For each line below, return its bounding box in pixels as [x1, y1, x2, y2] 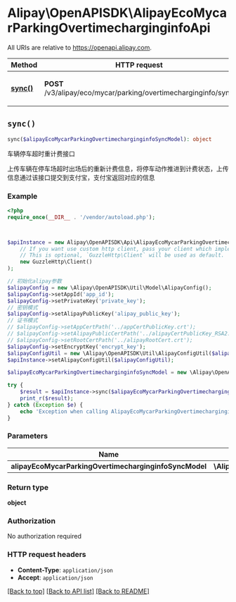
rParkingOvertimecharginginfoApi [7, 20, 211, 36]
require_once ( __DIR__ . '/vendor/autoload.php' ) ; [7, 214, 156, 221]
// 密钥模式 [7, 304, 39, 311]
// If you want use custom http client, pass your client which [20, 245, 212, 252]
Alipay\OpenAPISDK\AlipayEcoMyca [7, 5, 227, 21]
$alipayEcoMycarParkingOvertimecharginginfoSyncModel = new [7, 369, 188, 376]
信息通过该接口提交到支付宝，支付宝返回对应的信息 [7, 173, 155, 181]
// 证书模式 [7, 317, 39, 324]
